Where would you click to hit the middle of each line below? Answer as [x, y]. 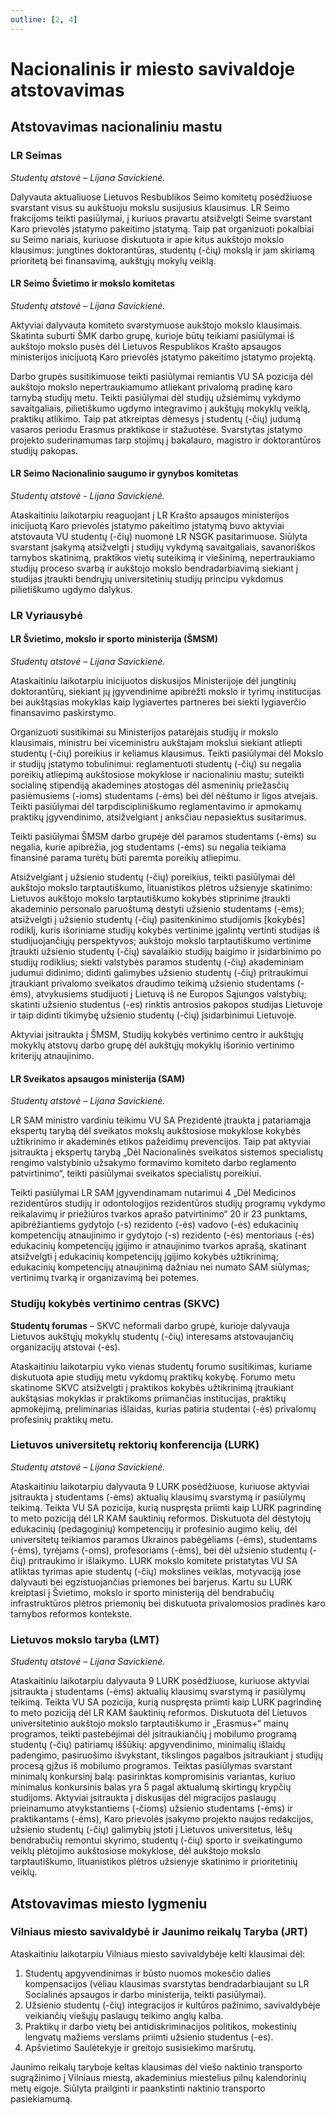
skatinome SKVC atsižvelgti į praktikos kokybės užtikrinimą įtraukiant [152, 1387]
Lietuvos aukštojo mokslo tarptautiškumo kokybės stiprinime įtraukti [150, 898]
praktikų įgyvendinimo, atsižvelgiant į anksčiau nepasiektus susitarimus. [158, 817]
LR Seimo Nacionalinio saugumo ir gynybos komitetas [124, 473]
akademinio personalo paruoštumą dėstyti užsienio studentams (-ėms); [157, 909]
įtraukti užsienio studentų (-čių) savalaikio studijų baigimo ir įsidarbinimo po [166, 952]
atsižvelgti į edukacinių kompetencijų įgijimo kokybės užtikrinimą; [144, 1257]
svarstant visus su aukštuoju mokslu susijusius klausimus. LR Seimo [150, 207]
